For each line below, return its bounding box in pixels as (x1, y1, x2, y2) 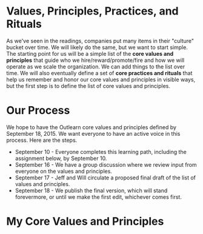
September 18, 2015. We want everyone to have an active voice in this (6, 130, 181, 137)
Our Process (6, 104, 70, 118)
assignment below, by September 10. (15, 155, 107, 162)
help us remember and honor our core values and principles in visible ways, (6, 76, 196, 83)
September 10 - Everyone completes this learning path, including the (15, 148, 187, 155)
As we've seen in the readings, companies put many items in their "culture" (6, 37, 195, 44)
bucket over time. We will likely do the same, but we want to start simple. (6, 44, 188, 51)
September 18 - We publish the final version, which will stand (15, 187, 168, 194)
